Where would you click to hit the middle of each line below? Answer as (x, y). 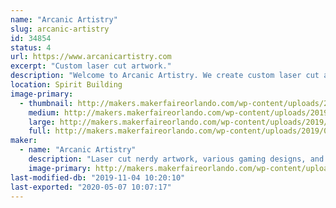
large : (42, 122)
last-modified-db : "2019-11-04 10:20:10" (98, 177)
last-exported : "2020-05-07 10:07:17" (91, 187)
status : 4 (31, 47)
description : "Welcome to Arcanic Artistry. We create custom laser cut (165, 76)
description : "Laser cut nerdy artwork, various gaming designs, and (176, 159)
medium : (44, 112)
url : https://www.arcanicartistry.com (91, 57)
